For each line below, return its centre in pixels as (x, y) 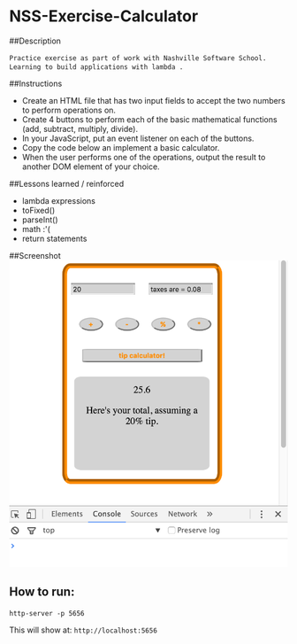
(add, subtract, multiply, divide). (80, 128)
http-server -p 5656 (47, 613)
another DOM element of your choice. (91, 167)
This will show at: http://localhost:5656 (83, 630)
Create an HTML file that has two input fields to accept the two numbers (153, 100)
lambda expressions (58, 200)
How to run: (42, 592)
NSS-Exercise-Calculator (104, 16)
